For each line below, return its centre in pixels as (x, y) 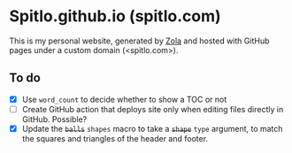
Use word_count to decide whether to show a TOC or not (124, 99)
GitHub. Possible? (54, 119)
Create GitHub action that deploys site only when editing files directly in (153, 109)
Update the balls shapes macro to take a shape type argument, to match (152, 128)
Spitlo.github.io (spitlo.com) (115, 16)
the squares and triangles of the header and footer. (115, 138)
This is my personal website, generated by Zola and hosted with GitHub (139, 41)
